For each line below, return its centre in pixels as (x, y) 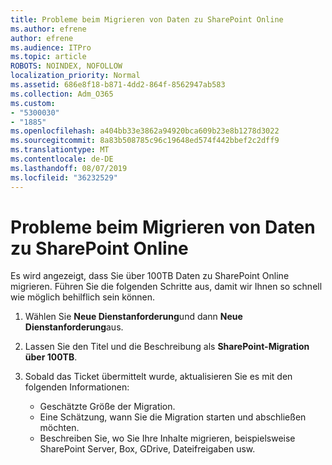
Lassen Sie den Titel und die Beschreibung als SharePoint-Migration (167, 347)
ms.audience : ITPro (51, 47)
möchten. (59, 428)
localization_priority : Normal (75, 76)
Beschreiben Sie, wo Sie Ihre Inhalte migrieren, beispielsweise (167, 438)
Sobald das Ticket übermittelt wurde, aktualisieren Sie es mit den (158, 377)
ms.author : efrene (48, 29)
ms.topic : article (48, 57)
